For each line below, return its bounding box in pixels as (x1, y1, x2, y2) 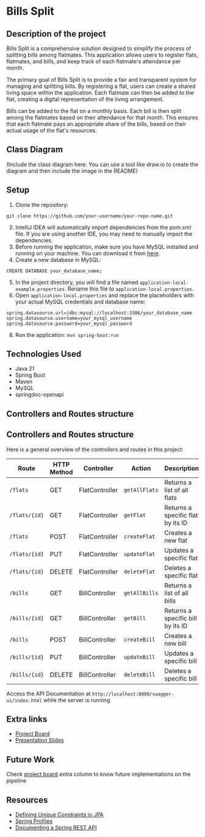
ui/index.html (6, 697, 43, 703)
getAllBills (124, 589, 159, 596)
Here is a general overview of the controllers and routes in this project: (6, 446, 184, 453)
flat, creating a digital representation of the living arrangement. (6, 96, 164, 103)
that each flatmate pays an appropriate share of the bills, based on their (6, 120, 187, 128)
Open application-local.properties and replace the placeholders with (15, 291, 194, 299)
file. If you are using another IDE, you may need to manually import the (15, 230, 193, 237)
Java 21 (15, 365, 35, 372)
